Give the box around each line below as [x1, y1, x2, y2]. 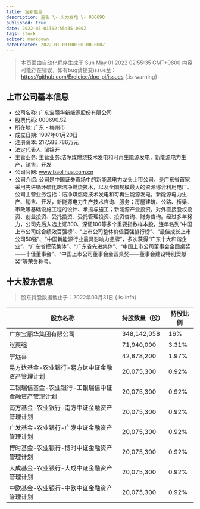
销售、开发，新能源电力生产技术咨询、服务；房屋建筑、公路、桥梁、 [25, 198, 192, 205]
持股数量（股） [121, 314, 164, 322]
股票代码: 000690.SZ [14, 116, 67, 123]
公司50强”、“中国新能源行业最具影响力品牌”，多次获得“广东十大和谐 [14, 235, 182, 242]
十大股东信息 [6, 277, 54, 287]
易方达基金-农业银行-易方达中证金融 [9, 363, 112, 371]
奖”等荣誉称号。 [14, 257, 54, 265]
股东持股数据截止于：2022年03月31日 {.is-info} [20, 293, 137, 301]
